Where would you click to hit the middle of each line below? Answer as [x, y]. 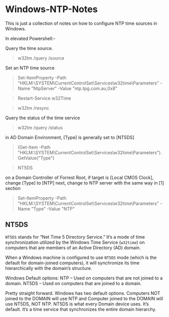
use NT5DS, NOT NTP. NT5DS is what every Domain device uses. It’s [77, 304]
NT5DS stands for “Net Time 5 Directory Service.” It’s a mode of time [75, 237]
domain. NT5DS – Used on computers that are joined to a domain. [74, 283]
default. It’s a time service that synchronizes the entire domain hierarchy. [81, 309]
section [13, 188]
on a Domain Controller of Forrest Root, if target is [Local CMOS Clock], [79, 177]
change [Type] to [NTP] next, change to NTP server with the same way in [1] [85, 183]
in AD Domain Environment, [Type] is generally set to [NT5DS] [70, 137]
